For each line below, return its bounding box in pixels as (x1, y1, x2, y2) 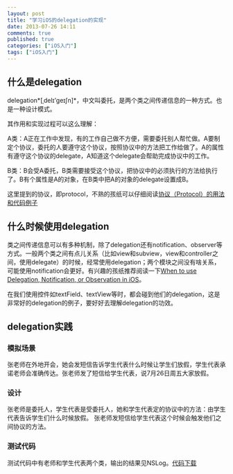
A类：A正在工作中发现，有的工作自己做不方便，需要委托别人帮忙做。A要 (7, 134, 214, 142)
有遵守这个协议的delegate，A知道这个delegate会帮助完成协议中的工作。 (7, 151, 214, 160)
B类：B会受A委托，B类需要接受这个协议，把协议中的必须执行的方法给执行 (7, 166, 218, 174)
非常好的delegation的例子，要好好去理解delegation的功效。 (7, 298, 177, 307)
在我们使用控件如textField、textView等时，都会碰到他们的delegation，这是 (7, 289, 221, 298)
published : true (7, 36, 54, 43)
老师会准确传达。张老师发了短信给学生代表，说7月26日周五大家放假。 (12, 369, 213, 378)
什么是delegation (7, 76, 82, 88)
